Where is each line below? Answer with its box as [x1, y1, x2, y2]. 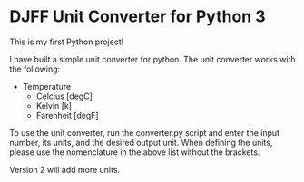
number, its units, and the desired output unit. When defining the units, [9, 137, 273, 148]
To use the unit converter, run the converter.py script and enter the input [9, 127, 279, 138]
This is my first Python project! [9, 36, 124, 47]
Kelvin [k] [35, 100, 73, 110]
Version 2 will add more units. [9, 164, 121, 175]
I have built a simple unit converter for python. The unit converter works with [9, 53, 296, 64]
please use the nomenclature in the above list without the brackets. [9, 147, 260, 158]
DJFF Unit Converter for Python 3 [9, 6, 266, 27]
